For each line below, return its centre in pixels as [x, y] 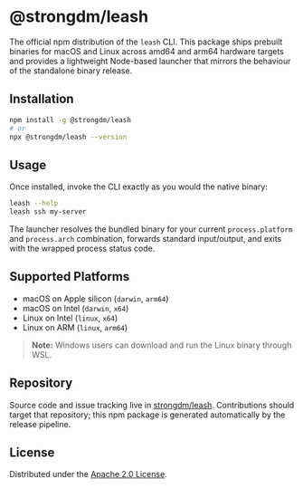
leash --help [34, 204]
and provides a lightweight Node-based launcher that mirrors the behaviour [150, 61]
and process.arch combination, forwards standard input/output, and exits [146, 238]
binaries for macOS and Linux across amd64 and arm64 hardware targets [147, 51]
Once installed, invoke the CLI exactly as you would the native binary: [139, 187]
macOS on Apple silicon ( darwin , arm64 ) [95, 298]
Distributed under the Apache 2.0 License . [88, 474]
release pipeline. [40, 424]
